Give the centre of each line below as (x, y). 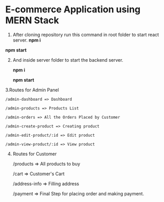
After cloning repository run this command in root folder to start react (86, 34)
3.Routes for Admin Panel (32, 90)
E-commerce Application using (73, 10)
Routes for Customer (35, 154)
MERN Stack (32, 20)
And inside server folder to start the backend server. (68, 60)
